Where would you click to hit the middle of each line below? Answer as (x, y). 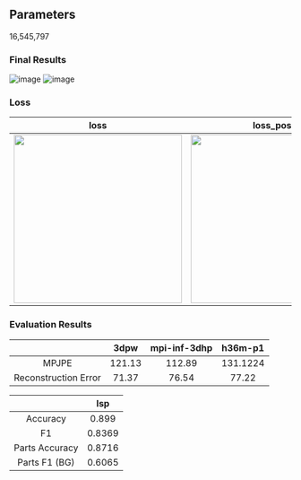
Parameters (43, 15)
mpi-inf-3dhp (181, 347)
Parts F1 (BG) (46, 462)
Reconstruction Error (57, 378)
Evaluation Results (51, 325)
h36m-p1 (243, 347)
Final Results (38, 59)
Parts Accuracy (46, 448)
